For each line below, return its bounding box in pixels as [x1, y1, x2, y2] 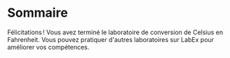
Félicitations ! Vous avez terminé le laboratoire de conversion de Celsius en [7, 28, 224, 36]
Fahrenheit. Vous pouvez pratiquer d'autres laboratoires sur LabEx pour [7, 35, 215, 43]
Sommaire [7, 5, 68, 21]
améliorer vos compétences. [7, 43, 90, 51]
